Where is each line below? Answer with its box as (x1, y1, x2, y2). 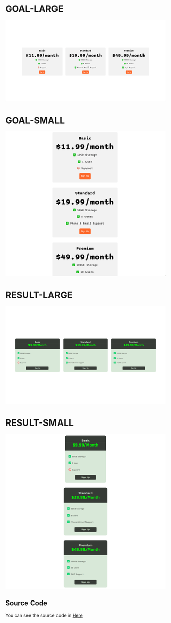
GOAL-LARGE (5, 3, 64, 15)
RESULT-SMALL (5, 417, 74, 429)
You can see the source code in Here (5, 612, 83, 618)
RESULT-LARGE (5, 289, 73, 301)
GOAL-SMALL (5, 115, 65, 126)
